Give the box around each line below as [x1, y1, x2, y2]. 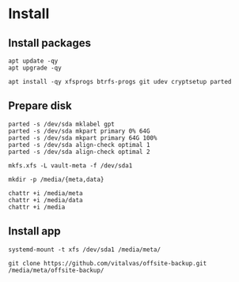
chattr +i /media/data [8, 196, 83, 204]
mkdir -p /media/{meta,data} [8, 175, 104, 183]
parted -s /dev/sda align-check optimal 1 [8, 141, 150, 149]
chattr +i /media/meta [8, 189, 83, 197]
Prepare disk [8, 100, 73, 113]
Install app [8, 224, 61, 238]
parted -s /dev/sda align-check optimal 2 [8, 148, 150, 156]
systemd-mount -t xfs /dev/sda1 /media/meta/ [8, 246, 161, 254]
